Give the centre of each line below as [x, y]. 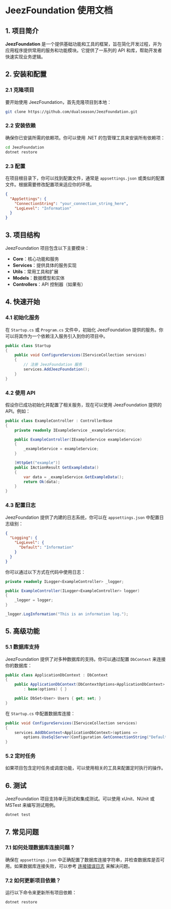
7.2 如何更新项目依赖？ [33, 881]
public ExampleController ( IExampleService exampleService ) [78, 439]
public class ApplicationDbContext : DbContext [57, 675]
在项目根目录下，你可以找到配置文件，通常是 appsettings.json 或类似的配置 [85, 178]
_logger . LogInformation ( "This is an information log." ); [67, 614]
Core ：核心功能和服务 [36, 259]
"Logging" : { [24, 538]
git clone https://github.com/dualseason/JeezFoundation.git [72, 112]
